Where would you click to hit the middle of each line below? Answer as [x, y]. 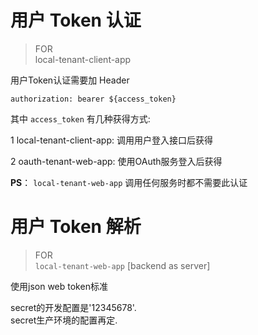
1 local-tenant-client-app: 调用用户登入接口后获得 [111, 140]
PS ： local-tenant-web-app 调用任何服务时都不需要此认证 [129, 182]
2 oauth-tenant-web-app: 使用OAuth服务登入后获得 [116, 161]
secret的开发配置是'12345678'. [73, 307]
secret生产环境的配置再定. [64, 320]
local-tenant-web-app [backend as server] [122, 265]
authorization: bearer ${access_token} [93, 99]
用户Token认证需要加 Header [70, 80]
